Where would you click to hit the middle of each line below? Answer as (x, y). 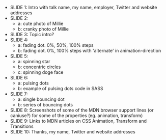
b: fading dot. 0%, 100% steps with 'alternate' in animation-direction (89, 51)
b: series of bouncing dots (45, 105)
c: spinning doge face (40, 72)
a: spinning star (34, 61)
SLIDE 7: (19, 94)
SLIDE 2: (19, 18)
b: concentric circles (39, 67)
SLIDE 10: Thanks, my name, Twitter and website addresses (73, 132)
